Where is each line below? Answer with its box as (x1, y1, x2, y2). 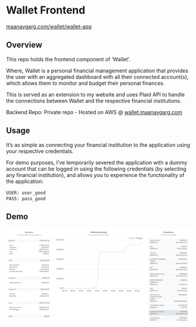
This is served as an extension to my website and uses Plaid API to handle (6, 91, 185, 98)
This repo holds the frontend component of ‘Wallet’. (6, 55, 131, 62)
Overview (6, 40, 43, 50)
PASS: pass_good (6, 195, 46, 202)
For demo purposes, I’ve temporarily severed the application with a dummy (6, 159, 188, 166)
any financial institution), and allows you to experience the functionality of (6, 171, 185, 178)
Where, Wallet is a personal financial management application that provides (6, 67, 189, 74)
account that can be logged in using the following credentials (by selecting (6, 165, 187, 172)
